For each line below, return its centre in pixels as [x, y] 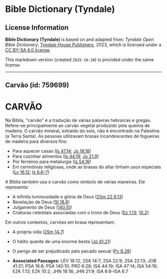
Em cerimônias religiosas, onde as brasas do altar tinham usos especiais [87, 167]
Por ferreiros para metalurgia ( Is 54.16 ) [52, 162]
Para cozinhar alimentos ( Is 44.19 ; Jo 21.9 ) [56, 156]
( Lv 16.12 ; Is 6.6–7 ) [31, 172]
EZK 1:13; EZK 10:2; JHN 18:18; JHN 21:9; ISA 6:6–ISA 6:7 [70, 272]
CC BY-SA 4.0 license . [28, 50]
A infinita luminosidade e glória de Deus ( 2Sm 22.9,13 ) [68, 197]
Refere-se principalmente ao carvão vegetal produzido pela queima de [78, 126]
